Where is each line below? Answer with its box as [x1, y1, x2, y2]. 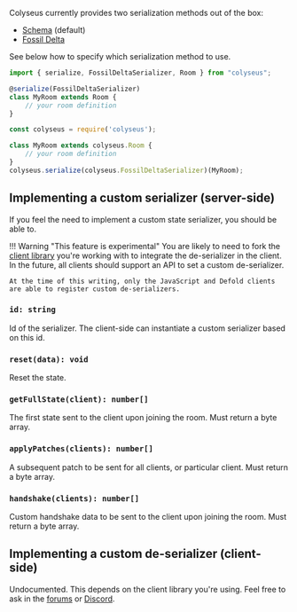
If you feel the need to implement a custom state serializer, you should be [9, 214, 277, 224]
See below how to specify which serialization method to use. [9, 51, 231, 61]
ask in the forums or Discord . [9, 593, 115, 604]
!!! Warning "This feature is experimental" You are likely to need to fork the [9, 240, 281, 251]
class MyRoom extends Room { [9, 92, 117, 101]
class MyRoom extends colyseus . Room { [9, 141, 152, 150]
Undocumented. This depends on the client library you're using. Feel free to [9, 584, 286, 594]
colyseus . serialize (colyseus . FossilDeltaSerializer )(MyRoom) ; [9, 166, 244, 175]
